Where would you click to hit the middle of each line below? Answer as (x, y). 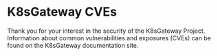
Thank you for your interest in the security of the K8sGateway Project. (106, 31)
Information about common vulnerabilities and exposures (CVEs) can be (109, 38)
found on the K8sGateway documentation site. (73, 45)
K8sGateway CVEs (62, 12)
